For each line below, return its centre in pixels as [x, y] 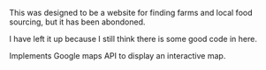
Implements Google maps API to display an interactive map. [118, 56]
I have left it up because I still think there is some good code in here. [133, 39]
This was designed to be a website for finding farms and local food [131, 13]
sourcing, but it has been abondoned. [77, 22]
